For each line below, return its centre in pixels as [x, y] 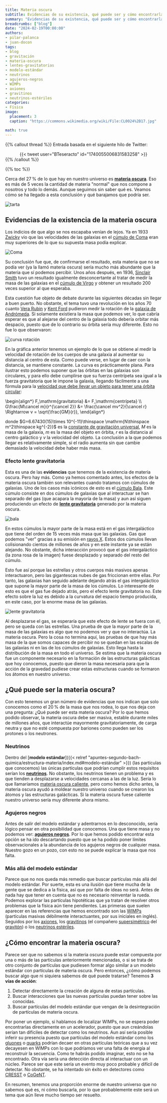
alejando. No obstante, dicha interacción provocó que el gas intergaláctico [81, 550]
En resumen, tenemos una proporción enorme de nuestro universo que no [81, 1085]
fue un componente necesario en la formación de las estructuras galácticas [83, 658]
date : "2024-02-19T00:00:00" [35, 28]
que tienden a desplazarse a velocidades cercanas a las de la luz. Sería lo [81, 779]
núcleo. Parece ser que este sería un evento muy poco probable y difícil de [82, 1064]
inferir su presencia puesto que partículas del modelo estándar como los [80, 1038]
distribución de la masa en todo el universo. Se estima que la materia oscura [83, 653]
